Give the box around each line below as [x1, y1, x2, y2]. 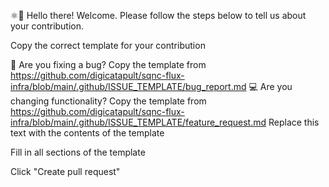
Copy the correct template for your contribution [10, 40, 206, 51]
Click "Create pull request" [10, 166, 121, 177]
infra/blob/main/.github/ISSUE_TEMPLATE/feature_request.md [10, 116, 267, 128]
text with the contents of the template [10, 127, 165, 139]
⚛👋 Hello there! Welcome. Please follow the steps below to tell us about [10, 10, 307, 21]
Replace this [268, 116, 320, 128]
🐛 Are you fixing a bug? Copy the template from [10, 59, 207, 70]
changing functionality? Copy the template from [10, 95, 207, 107]
